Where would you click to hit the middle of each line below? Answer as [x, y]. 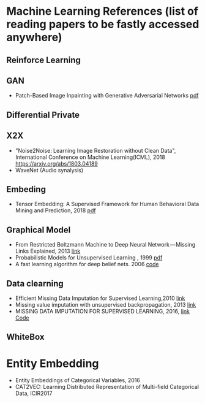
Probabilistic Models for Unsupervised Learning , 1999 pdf [89, 258]
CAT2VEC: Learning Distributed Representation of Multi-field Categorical [107, 387]
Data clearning [35, 283]
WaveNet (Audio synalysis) [49, 170]
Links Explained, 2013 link [48, 251]
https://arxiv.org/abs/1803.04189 [56, 163]
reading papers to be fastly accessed [103, 24]
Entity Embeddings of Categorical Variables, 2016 [78, 380]
